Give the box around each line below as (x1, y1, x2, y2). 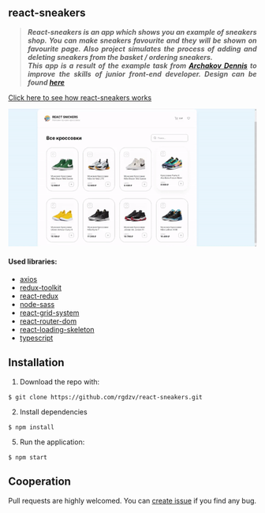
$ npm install (8, 423, 55, 431)
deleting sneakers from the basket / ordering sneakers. (27, 52, 213, 62)
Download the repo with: (19, 376, 100, 386)
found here (27, 77, 65, 87)
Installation (8, 356, 65, 369)
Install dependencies (19, 406, 88, 417)
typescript (19, 333, 54, 343)
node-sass (19, 299, 55, 309)
